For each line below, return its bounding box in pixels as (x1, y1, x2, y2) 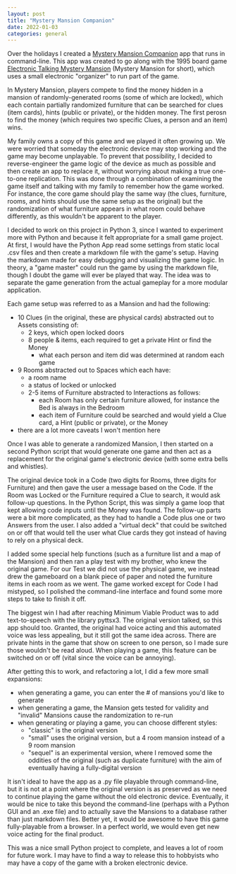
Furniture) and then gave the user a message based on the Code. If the (7, 484, 213, 492)
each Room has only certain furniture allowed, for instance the (38, 396, 220, 404)
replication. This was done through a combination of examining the (28, 175, 223, 183)
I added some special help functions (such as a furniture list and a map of (7, 549, 221, 559)
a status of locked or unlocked (27, 381, 116, 390)
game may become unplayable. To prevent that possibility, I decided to (7, 152, 213, 161)
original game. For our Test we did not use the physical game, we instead (7, 565, 220, 573)
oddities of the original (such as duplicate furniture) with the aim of (27, 756, 223, 764)
